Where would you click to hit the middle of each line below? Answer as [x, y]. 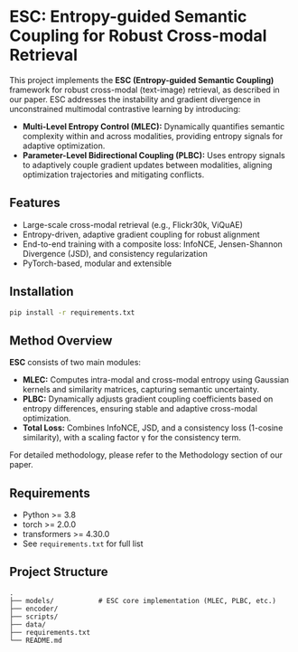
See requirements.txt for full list [83, 543]
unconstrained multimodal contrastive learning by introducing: [125, 109]
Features [35, 203]
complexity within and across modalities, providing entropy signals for [153, 136]
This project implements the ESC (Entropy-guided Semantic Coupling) [142, 80]
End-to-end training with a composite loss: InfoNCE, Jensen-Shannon [152, 244]
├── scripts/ [34, 617]
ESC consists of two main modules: [75, 363]
